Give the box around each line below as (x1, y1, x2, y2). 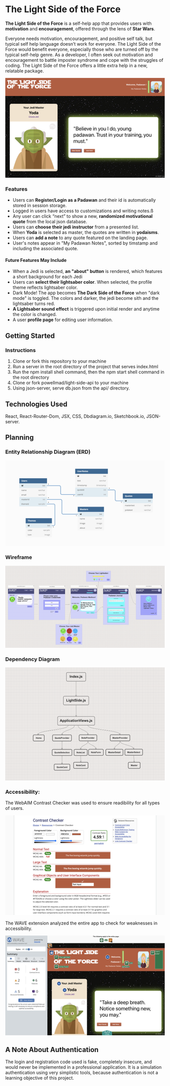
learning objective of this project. (5, 1075, 74, 1081)
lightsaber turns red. (12, 300, 55, 307)
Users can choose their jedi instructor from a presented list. (12, 224, 139, 230)
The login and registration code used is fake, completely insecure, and (5, 1059, 152, 1065)
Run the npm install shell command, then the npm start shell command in (12, 369, 164, 375)
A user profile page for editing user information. (12, 317, 113, 323)
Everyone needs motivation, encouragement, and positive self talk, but (5, 35, 153, 42)
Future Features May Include (5, 257, 67, 263)
